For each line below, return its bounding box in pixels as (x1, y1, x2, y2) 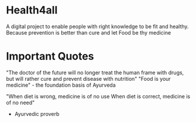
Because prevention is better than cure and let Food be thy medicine (6, 29, 171, 36)
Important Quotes (6, 50, 94, 63)
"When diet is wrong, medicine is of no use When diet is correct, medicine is (6, 93, 191, 100)
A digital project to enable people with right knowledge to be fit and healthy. (6, 23, 189, 30)
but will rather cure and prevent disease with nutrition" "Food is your (6, 75, 171, 82)
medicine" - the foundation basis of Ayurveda (6, 81, 116, 88)
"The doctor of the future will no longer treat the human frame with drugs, (6, 69, 184, 76)
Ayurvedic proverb (14, 110, 60, 117)
